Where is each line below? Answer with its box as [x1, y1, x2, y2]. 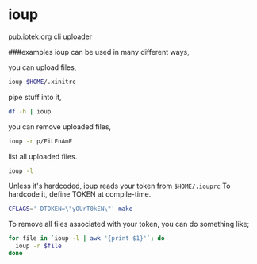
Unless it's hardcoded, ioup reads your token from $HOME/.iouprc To [8, 181, 231, 191]
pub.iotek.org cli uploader [8, 32, 93, 41]
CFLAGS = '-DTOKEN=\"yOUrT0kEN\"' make [8, 205, 133, 213]
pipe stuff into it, [8, 92, 62, 101]
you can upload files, [8, 62, 77, 72]
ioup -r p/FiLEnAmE [8, 137, 73, 145]
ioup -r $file [15, 242, 62, 251]
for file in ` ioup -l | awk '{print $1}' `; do [8, 235, 165, 243]
